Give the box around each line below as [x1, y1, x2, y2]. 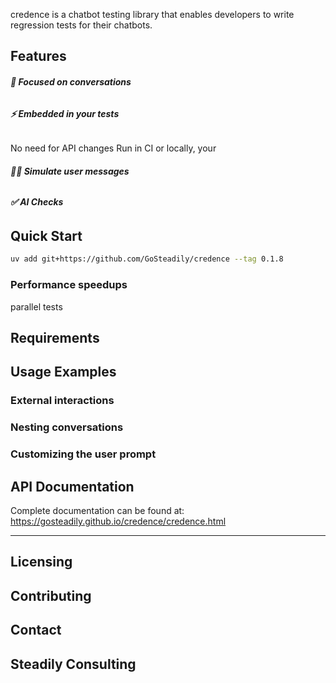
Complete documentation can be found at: [10, 504, 185, 516]
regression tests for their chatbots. [10, 19, 153, 31]
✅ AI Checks [10, 196, 64, 208]
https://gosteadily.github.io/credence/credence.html [10, 515, 227, 527]
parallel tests [10, 300, 63, 313]
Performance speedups [10, 278, 128, 292]
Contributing [10, 587, 92, 604]
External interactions [10, 394, 115, 408]
